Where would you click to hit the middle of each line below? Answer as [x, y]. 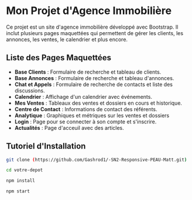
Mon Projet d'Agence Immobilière [89, 11]
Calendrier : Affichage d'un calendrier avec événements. [83, 96]
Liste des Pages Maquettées [59, 58]
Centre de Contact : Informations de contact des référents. [86, 109]
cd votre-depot [25, 170]
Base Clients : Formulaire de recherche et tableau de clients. [88, 72]
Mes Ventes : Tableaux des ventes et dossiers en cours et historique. [98, 103]
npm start [18, 191]
